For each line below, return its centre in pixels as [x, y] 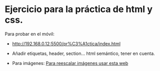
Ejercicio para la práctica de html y [79, 9]
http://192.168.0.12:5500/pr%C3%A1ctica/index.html [66, 43]
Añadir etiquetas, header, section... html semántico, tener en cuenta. [84, 53]
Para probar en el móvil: [30, 34]
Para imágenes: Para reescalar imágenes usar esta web [70, 63]
